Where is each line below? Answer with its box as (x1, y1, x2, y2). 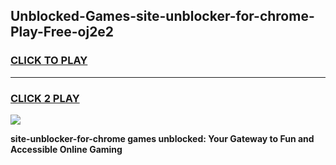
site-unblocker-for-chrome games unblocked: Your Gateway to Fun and (10, 132, 315, 144)
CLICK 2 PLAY (10, 91, 80, 105)
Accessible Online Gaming (10, 143, 123, 155)
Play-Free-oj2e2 (10, 24, 115, 41)
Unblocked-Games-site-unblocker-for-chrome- (10, 8, 315, 25)
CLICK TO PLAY (10, 54, 88, 68)
